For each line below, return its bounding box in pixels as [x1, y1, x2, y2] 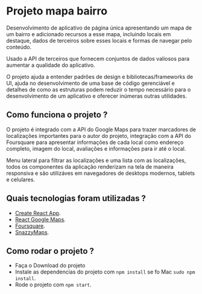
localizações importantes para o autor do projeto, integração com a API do [6, 132, 192, 139]
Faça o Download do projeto [14, 262, 86, 269]
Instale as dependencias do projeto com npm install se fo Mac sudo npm [14, 268, 195, 275]
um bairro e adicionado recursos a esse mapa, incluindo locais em [6, 30, 171, 37]
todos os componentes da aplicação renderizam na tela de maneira [6, 163, 174, 170]
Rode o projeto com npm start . [14, 281, 92, 289]
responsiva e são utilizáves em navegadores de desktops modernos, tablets [6, 169, 195, 177]
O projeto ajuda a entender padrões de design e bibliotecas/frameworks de [6, 73, 194, 80]
